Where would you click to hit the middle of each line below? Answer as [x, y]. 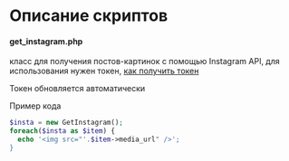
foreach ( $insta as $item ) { [63, 131]
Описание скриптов [89, 16]
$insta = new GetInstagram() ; [67, 123]
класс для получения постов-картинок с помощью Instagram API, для [145, 62]
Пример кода [35, 106]
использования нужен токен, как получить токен [104, 71]
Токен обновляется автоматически [77, 89]
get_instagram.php [46, 41]
